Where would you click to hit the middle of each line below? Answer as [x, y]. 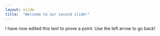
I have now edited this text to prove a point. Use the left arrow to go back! [80, 28]
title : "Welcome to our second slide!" [48, 14]
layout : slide [20, 10]
